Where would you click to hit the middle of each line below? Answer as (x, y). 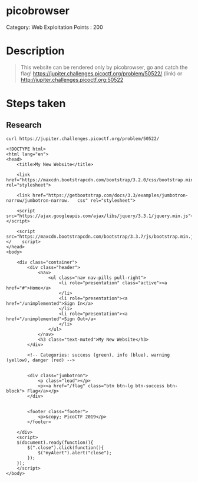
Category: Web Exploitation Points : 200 (55, 27)
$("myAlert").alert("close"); (75, 453)
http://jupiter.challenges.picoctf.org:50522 (72, 79)
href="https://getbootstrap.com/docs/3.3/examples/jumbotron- (110, 195)
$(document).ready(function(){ (55, 443)
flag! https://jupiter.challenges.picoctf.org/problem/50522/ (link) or (101, 73)
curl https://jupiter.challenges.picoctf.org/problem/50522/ (83, 139)
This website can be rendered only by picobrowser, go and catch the (104, 67)
